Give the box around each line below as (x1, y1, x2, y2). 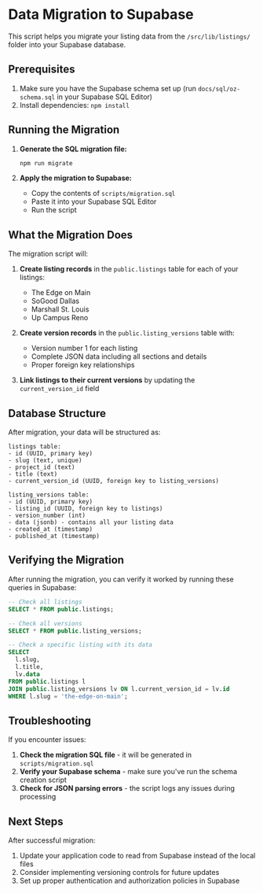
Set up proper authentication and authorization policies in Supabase (19, 876, 240, 885)
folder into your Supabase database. (8, 39, 126, 49)
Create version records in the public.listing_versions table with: (19, 328, 236, 338)
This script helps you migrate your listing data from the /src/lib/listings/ (8, 31, 251, 41)
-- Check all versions (8, 619, 82, 627)
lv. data (15, 670, 41, 678)
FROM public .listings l (8, 677, 86, 685)
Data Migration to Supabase (8, 6, 194, 24)
